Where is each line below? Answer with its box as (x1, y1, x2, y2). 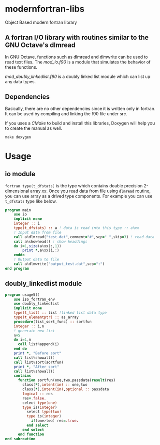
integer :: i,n (14, 323, 44, 329)
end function (17, 432, 44, 437)
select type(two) (26, 409, 62, 414)
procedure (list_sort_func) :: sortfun (14, 319, 92, 324)
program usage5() (5, 292, 40, 297)
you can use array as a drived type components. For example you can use (5, 193, 153, 199)
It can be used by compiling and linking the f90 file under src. (5, 110, 128, 117)
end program (5, 266, 29, 271)
